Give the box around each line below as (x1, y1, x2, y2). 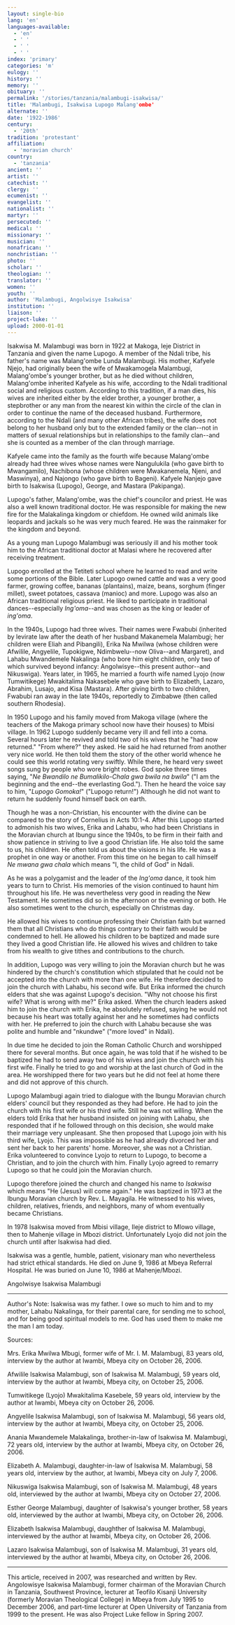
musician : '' (7, 238, 45, 245)
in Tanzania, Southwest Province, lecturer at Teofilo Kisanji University (7, 1587, 208, 1596)
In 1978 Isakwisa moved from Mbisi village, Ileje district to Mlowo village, (7, 1222, 215, 1231)
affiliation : (7, 141, 45, 148)
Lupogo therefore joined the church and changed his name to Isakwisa (7, 1179, 212, 1188)
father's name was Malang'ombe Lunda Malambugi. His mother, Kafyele (7, 356, 215, 364)
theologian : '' (7, 270, 52, 277)
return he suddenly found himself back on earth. (7, 795, 147, 803)
